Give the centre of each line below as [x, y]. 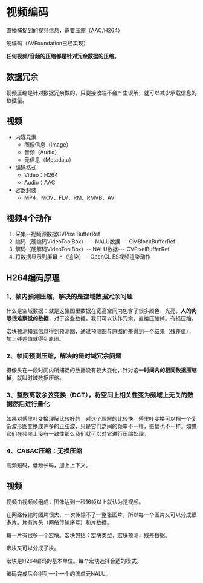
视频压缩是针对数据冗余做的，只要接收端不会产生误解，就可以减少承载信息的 [101, 93]
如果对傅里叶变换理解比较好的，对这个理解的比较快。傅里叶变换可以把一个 [99, 418]
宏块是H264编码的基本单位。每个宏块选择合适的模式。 [74, 561]
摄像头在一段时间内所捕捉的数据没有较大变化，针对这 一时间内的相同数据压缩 [101, 371]
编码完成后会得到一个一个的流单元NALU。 [59, 573]
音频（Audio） [42, 152]
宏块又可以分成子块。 [33, 548]
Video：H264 [41, 175]
